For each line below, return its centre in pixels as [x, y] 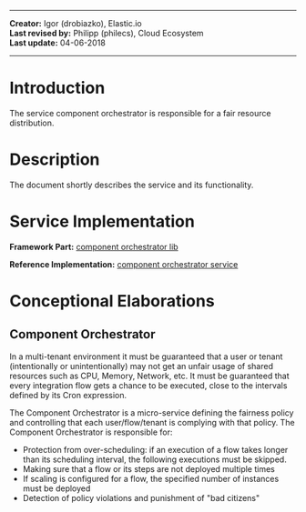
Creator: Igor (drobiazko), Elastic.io [76, 23]
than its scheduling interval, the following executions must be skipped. [154, 459]
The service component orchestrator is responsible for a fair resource [140, 113]
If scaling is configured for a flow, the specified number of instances [151, 478]
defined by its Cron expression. [68, 395]
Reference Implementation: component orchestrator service [124, 264]
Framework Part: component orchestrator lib [94, 246]
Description [55, 160]
